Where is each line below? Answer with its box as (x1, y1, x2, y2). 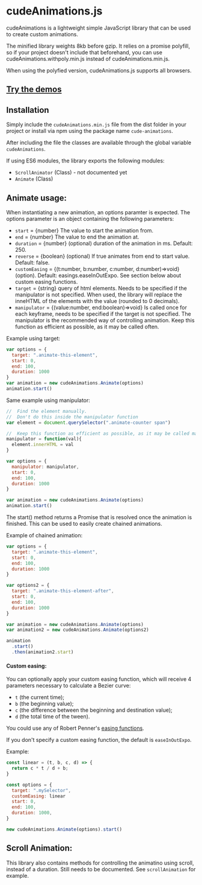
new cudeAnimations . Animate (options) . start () (6, 826, 122, 832)
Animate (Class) (14, 175, 54, 182)
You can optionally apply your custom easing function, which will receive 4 (6, 676, 192, 683)
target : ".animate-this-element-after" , (11, 588, 114, 594)
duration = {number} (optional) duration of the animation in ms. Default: (14, 240, 193, 247)
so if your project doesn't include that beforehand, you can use (6, 48, 162, 56)
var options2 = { (6, 583, 50, 589)
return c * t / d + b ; (11, 765, 69, 772)
